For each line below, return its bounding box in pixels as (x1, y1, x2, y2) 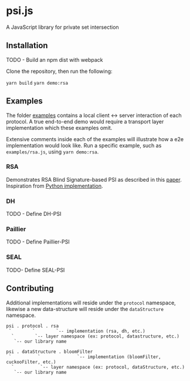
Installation (6, 41, 48, 51)
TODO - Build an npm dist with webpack (6, 56, 103, 63)
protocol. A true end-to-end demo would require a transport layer (6, 118, 164, 125)
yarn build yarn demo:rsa (6, 80, 69, 86)
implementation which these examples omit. (6, 124, 113, 131)
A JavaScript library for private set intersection (6, 24, 119, 31)
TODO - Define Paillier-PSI (6, 238, 70, 245)
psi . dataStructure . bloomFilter (6, 349, 93, 355)
